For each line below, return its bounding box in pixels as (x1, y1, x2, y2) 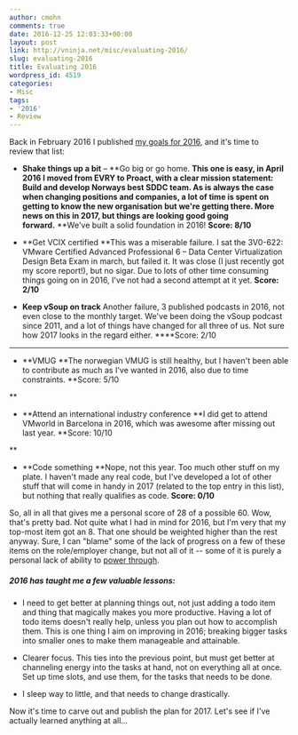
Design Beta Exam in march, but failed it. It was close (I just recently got (21, 256, 285, 267)
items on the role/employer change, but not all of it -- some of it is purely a (9, 546, 282, 556)
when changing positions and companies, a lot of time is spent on (21, 192, 269, 203)
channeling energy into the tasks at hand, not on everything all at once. (21, 662, 282, 673)
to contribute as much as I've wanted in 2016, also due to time (21, 365, 249, 376)
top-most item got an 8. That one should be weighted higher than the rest (9, 526, 278, 538)
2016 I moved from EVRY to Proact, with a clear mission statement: (21, 172, 274, 183)
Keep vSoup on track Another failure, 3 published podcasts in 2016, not (21, 301, 286, 312)
